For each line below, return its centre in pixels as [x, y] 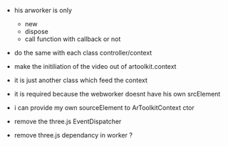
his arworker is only [43, 10]
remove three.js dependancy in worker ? [73, 135]
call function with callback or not [73, 39]
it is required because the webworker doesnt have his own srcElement [117, 94]
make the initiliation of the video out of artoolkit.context [95, 66]
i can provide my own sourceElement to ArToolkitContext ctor [104, 108]
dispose [36, 32]
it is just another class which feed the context [81, 80]
